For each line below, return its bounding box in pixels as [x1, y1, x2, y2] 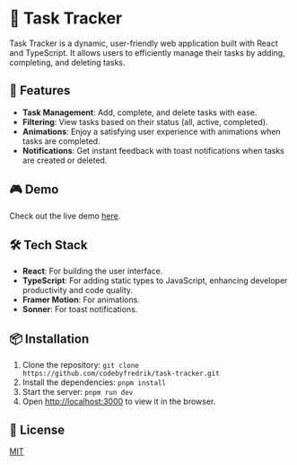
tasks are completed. [22, 135, 100, 147]
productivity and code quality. [22, 285, 133, 296]
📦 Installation [9, 331, 90, 346]
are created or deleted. [22, 155, 108, 165]
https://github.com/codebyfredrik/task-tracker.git [22, 369, 220, 379]
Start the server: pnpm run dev [22, 387, 134, 398]
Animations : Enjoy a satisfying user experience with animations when [22, 126, 281, 137]
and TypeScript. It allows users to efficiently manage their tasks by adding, [9, 47, 285, 58]
